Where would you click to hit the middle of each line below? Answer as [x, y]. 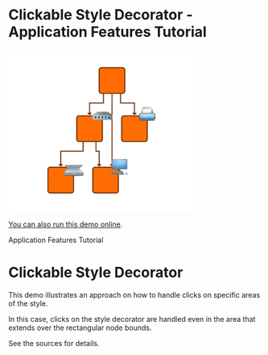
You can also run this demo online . [66, 224]
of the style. [28, 303]
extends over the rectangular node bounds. [80, 328]
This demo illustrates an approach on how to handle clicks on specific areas [134, 294]
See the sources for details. [54, 343]
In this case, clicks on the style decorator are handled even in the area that [132, 319]
